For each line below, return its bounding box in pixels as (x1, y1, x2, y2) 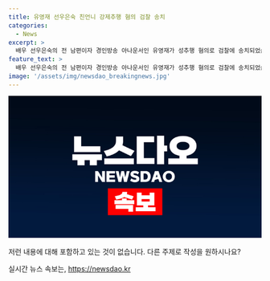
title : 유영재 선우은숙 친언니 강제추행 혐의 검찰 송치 (8, 13, 166, 21)
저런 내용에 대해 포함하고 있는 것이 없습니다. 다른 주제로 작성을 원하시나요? (8, 247, 241, 257)
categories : (8, 21, 48, 30)
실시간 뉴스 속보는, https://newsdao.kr (8, 264, 131, 274)
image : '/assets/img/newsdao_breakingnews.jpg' (8, 72, 171, 80)
